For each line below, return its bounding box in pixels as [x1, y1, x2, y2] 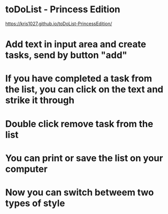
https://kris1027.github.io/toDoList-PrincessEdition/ [5, 20, 113, 27]
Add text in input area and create [5, 38, 147, 50]
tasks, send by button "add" [5, 50, 127, 61]
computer [5, 163, 48, 175]
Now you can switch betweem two [5, 186, 154, 198]
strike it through [5, 95, 75, 106]
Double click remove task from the [5, 118, 154, 130]
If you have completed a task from [5, 73, 152, 84]
